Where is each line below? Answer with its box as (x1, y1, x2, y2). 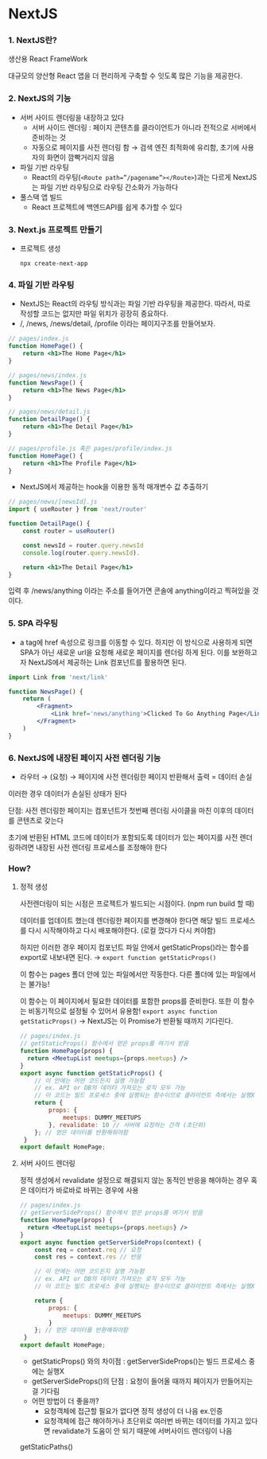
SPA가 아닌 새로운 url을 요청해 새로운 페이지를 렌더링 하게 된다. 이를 (19, 647, 230, 657)
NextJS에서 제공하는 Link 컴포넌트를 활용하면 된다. (28, 657, 187, 667)
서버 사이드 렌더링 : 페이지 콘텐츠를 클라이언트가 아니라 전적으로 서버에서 (31, 123, 257, 132)
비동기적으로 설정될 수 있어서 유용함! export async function (28, 1006, 218, 1016)
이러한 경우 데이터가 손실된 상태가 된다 (8, 789, 127, 798)
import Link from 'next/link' (8, 673, 109, 681)
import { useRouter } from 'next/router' (8, 505, 148, 513)
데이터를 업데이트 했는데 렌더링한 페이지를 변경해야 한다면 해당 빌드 (19, 916, 228, 926)
